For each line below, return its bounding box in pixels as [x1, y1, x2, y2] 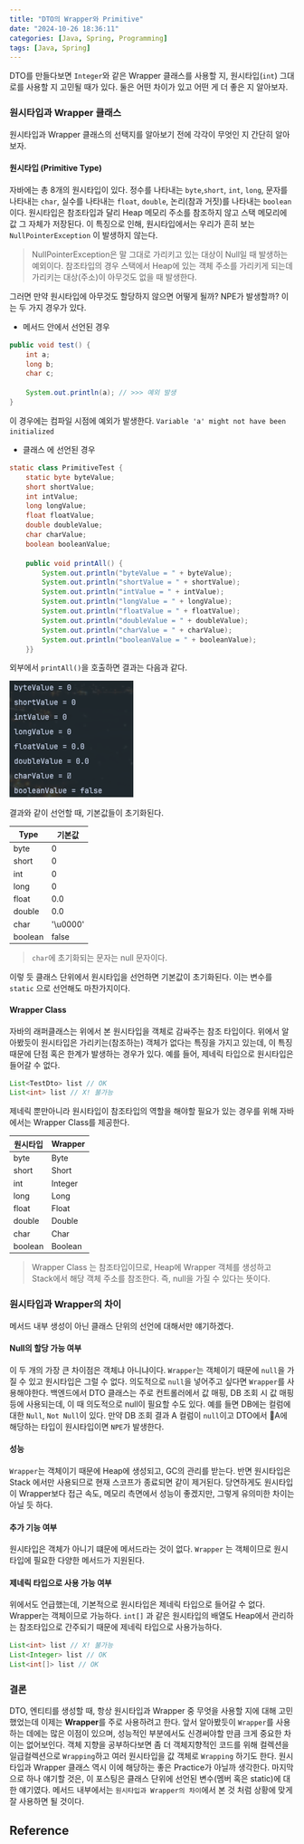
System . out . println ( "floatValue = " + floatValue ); [42, 607, 242, 616]
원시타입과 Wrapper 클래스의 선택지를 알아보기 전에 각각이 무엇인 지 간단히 [9, 129, 273, 139]
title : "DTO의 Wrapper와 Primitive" [9, 14, 144, 24]
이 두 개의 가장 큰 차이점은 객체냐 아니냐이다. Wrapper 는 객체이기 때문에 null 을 [9, 1364, 285, 1375]
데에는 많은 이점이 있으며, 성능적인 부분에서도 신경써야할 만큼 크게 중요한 [25, 1728, 282, 1739]
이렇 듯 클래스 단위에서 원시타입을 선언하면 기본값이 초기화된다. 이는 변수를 [9, 971, 273, 982]
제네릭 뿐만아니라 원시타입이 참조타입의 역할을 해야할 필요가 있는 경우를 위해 [9, 1105, 278, 1117]
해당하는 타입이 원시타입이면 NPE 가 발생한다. [9, 1421, 165, 1432]
